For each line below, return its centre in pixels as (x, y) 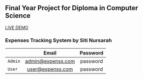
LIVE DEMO (17, 27)
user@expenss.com (50, 69)
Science (18, 16)
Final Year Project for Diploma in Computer (72, 8)
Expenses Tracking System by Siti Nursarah (58, 40)
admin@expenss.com (50, 61)
